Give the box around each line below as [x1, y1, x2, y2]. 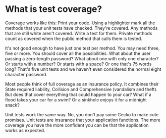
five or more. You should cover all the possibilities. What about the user [5, 50, 151, 56]
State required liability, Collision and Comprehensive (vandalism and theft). [5, 86, 158, 92]
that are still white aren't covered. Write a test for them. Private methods [5, 30, 152, 36]
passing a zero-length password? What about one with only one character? [5, 55, 159, 61]
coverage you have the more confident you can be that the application [5, 122, 149, 128]
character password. [5, 71, 48, 77]
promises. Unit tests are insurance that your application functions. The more [5, 117, 161, 123]
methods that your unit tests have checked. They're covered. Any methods [5, 25, 158, 31]
